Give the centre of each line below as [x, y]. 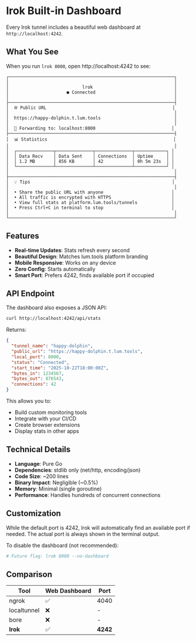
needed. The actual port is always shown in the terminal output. [83, 534]
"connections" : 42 [34, 384]
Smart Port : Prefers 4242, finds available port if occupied [84, 275]
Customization [34, 514]
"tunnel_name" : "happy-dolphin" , [52, 346]
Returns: [16, 330]
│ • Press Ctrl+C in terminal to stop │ [90, 208]
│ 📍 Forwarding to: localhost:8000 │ [90, 128]
